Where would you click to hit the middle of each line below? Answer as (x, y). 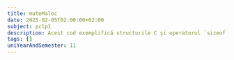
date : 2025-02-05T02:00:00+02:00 (56, 20)
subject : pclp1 (29, 26)
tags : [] (20, 39)
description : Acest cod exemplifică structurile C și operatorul (104, 33)
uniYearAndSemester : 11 (42, 46)
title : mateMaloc (32, 13)
